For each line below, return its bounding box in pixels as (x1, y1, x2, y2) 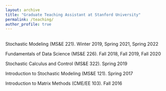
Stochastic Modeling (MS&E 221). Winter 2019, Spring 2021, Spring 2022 (5, 41, 159, 47)
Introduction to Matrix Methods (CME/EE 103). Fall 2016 (5, 80, 122, 86)
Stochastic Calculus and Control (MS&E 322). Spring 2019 (5, 60, 128, 67)
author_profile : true (5, 21, 52, 27)
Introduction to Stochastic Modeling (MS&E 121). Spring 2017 (5, 71, 133, 77)
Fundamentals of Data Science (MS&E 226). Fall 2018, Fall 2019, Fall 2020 (5, 51, 161, 57)
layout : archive (5, 7, 40, 13)
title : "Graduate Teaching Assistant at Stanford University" (5, 12, 141, 17)
